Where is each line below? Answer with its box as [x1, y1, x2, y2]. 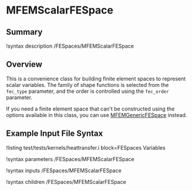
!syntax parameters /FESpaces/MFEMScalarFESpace [6, 155, 134, 162]
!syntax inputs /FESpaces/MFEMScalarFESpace [6, 167, 122, 174]
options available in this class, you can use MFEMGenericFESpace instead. [6, 111, 187, 118]
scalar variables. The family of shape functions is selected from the [6, 81, 169, 88]
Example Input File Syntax [6, 129, 103, 139]
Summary [6, 27, 43, 37]
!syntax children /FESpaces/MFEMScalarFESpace [6, 178, 126, 185]
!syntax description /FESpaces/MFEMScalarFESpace [6, 42, 134, 49]
